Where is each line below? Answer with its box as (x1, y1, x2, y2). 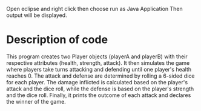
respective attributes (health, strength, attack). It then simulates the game (6, 59, 190, 66)
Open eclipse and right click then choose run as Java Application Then (6, 5, 183, 12)
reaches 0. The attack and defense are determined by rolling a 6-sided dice (6, 72, 195, 79)
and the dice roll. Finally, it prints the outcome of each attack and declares (6, 91, 191, 99)
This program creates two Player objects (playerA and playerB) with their (6, 53, 188, 60)
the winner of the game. (6, 98, 67, 105)
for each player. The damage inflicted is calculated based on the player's (6, 78, 188, 86)
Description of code (6, 33, 108, 47)
